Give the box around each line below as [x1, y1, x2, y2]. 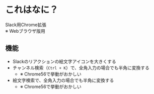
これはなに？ [5, 4, 59, 16]
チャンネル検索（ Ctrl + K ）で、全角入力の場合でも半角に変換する [12, 64, 150, 70]
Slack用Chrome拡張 [5, 22, 47, 28]
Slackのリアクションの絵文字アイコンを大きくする [12, 58, 117, 64]
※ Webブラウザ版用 [5, 28, 45, 34]
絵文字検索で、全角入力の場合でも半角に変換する [12, 77, 114, 83]
